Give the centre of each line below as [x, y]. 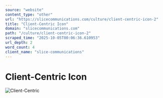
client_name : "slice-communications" [45, 52]
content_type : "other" [29, 15]
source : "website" [24, 10]
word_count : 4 [20, 47]
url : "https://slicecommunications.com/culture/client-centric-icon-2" [82, 19]
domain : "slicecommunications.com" [43, 29]
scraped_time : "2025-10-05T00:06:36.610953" [53, 38]
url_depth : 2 [19, 43]
